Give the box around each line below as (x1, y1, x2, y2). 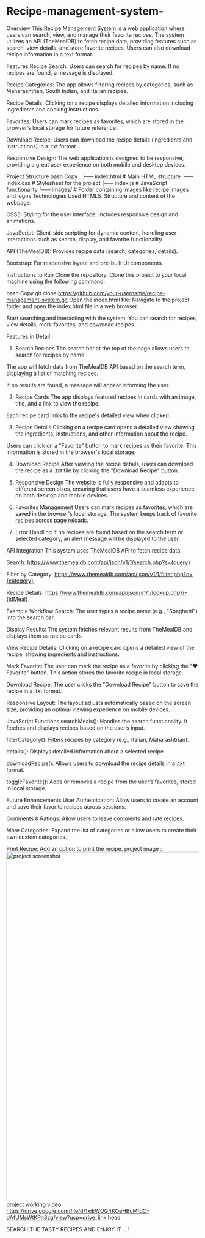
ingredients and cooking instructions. (6, 105, 100, 113)
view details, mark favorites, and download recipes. (6, 320, 136, 328)
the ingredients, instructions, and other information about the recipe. (15, 430, 187, 437)
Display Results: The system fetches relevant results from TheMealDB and (6, 625, 193, 633)
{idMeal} (6, 595, 29, 603)
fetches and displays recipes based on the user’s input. (6, 724, 145, 731)
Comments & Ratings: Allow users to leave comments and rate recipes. (6, 815, 184, 822)
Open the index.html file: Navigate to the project (69, 296, 190, 303)
